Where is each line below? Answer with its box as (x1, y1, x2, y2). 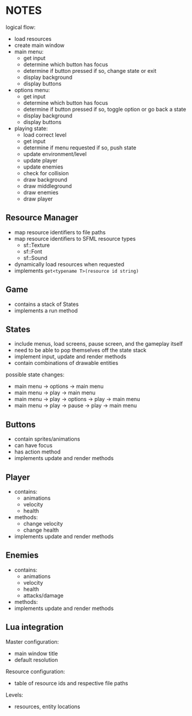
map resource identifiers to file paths (14, 228, 106, 235)
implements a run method (14, 307, 78, 314)
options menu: (14, 86, 50, 93)
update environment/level (23, 150, 87, 157)
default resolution (14, 656, 58, 663)
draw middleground (23, 182, 73, 190)
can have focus (14, 442, 53, 449)
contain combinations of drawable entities (14, 360, 118, 367)
